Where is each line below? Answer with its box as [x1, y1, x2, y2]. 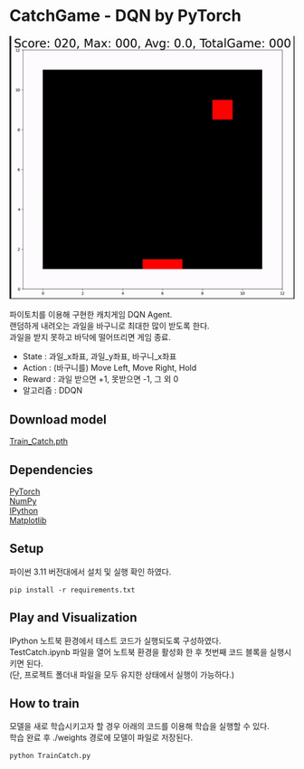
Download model [9, 412, 107, 427]
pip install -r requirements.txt [9, 585, 136, 594]
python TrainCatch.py [9, 752, 91, 761]
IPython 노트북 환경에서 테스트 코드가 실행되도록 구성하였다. [9, 635, 222, 646]
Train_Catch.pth [9, 436, 69, 447]
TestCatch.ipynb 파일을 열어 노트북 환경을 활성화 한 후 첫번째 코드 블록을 [9, 646, 268, 657]
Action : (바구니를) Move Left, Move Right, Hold [22, 363, 197, 374]
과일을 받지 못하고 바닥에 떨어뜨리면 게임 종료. [9, 332, 172, 343]
